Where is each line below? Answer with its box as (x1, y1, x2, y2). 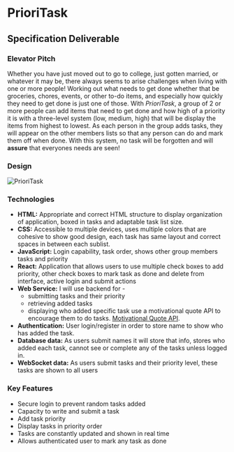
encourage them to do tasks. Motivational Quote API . (27, 314, 180, 323)
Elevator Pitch (7, 54, 56, 64)
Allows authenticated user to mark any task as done (17, 437, 167, 445)
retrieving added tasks (27, 299, 93, 308)
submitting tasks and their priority (27, 292, 126, 300)
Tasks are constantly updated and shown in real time (17, 429, 170, 437)
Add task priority (17, 414, 66, 423)
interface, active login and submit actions (17, 277, 136, 286)
